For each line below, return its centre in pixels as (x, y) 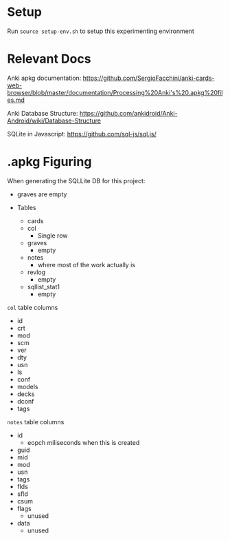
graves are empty (42, 194)
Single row (53, 236)
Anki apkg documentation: (44, 78)
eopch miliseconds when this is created (83, 442)
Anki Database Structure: (43, 113)
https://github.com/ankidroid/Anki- (128, 113)
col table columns (33, 307)
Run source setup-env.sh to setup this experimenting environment (101, 31)
